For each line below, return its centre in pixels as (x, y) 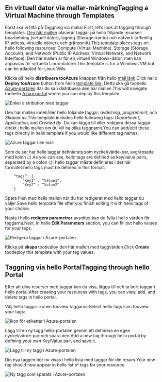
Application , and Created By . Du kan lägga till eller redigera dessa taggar (78, 122)
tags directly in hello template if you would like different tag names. (72, 133)
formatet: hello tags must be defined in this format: (55, 167)
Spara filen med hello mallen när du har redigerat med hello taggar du (74, 198)
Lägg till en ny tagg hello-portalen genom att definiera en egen (68, 330)
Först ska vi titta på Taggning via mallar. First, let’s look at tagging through (78, 27)
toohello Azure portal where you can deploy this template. (63, 93)
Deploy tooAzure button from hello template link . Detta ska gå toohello (76, 83)
